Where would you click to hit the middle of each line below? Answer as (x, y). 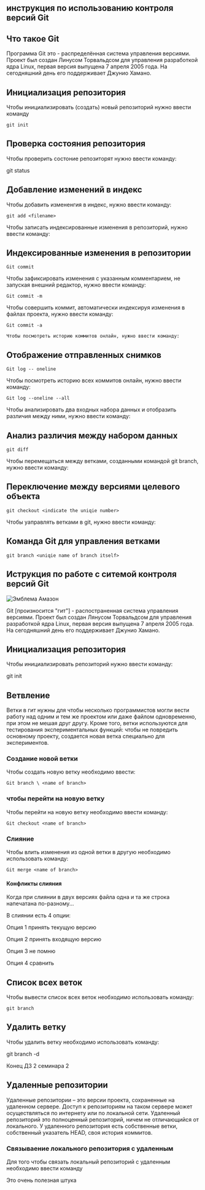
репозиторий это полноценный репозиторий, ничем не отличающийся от (103, 1119)
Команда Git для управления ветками (83, 541)
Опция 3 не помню (31, 951)
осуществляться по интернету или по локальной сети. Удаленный (93, 1113)
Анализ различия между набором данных (92, 436)
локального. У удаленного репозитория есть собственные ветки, (92, 1126)
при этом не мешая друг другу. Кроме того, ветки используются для (97, 723)
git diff (17, 450)
